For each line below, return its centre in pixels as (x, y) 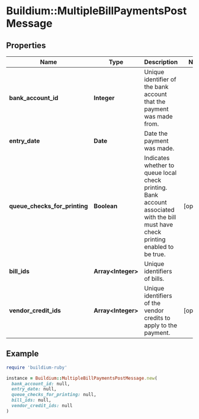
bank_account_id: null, (41, 383)
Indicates (157, 158)
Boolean (106, 206)
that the (155, 102)
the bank (156, 87)
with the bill (160, 217)
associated (159, 210)
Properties (26, 45)
